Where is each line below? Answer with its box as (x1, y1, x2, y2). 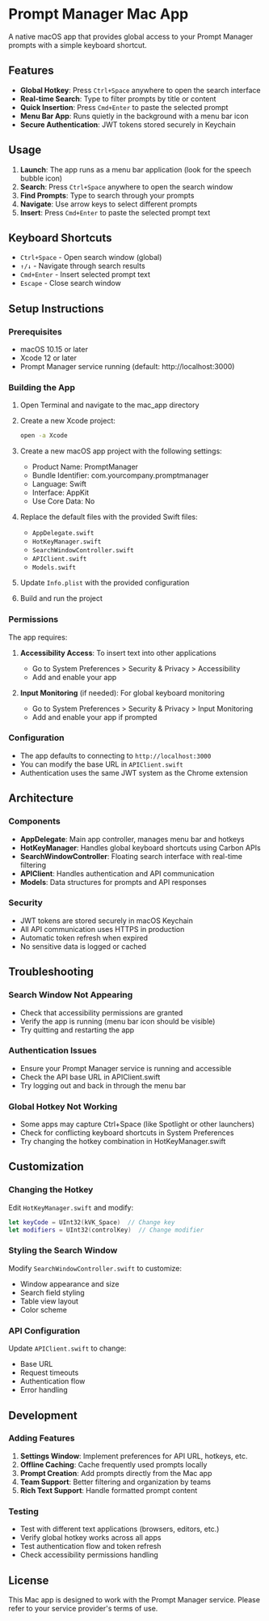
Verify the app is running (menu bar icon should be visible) (19, 1016, 216, 1026)
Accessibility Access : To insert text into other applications (19, 648, 216, 657)
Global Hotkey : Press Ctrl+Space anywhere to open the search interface (19, 85, 261, 95)
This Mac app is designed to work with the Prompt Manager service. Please (8, 1594, 261, 1604)
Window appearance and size (19, 1279, 120, 1288)
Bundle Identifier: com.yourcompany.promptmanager (32, 470, 209, 480)
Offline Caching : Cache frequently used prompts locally (19, 1459, 208, 1470)
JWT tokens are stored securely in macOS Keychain (19, 916, 194, 925)
